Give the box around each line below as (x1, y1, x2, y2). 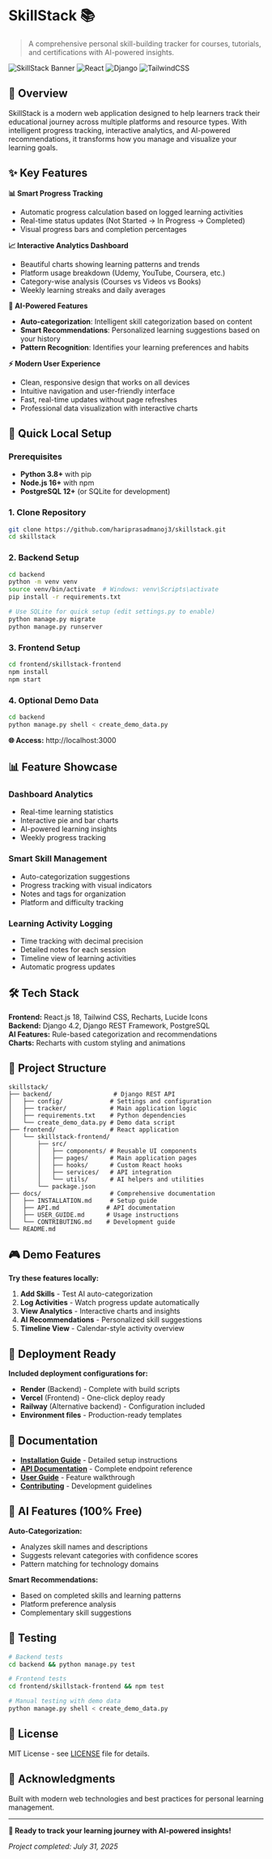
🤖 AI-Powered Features (8, 301, 88, 311)
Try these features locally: (8, 1273, 100, 1283)
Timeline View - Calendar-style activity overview (19, 1324, 185, 1333)
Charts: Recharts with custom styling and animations (8, 1037, 186, 1047)
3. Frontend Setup (8, 642, 81, 653)
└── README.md (8, 1225, 57, 1233)
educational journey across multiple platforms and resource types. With (8, 117, 247, 127)
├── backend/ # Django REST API (8, 1090, 176, 1098)
